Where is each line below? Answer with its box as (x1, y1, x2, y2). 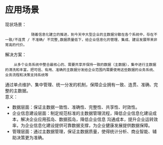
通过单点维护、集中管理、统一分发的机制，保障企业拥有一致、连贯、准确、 (5, 81, 154, 88)
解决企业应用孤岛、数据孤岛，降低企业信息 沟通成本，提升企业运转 (20, 116, 154, 122)
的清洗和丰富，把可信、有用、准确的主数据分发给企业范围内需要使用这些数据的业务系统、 (5, 67, 157, 72)
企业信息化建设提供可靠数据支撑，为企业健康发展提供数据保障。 (25, 122, 153, 128)
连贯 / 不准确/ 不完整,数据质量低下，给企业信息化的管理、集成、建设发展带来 (17, 37, 154, 42)
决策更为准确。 (16, 134, 47, 140)
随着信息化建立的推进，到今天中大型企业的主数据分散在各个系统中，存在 (31, 32, 154, 37)
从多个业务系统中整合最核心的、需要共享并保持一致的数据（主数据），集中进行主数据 (14, 62, 157, 67)
